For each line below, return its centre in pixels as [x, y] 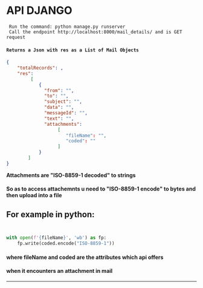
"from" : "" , [59, 90]
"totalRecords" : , [40, 68]
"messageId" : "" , [66, 113]
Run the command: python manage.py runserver [67, 27]
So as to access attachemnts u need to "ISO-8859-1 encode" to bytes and [101, 189]
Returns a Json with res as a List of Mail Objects [72, 50]
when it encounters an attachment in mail [60, 271]
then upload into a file [34, 195]
